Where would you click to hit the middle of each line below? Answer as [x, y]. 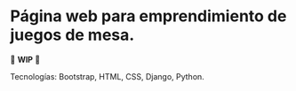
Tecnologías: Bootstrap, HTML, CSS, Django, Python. [108, 76]
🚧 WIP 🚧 [25, 59]
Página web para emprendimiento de [148, 16]
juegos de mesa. [72, 35]
